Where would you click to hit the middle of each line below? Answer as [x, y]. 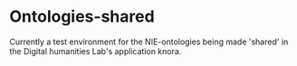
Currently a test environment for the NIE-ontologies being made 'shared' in [149, 42]
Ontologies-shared [82, 17]
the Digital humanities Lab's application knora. [96, 51]
